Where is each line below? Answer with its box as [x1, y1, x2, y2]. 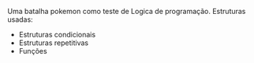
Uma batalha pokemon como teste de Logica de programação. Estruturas [7, 7, 246, 16]
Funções [18, 47, 48, 55]
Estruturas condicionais [18, 30, 96, 39]
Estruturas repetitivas [18, 38, 88, 47]
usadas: [7, 15, 33, 24]
